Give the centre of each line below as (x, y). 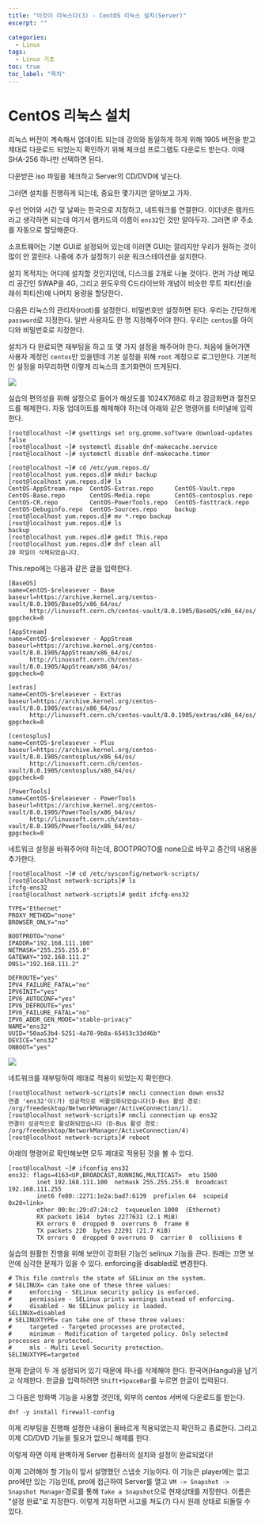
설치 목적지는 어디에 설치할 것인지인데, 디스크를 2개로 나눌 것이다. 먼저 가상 (124, 273)
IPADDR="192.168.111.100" (51, 943)
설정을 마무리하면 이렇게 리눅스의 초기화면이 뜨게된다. (99, 366)
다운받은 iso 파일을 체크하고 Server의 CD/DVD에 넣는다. (95, 176)
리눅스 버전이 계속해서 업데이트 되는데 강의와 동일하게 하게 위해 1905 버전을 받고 (132, 139)
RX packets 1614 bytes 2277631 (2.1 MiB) (108, 1217)
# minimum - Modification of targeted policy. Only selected (118, 1333)
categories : (28, 37)
